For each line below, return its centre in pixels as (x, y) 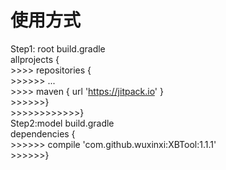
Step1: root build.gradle (58, 48)
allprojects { (35, 59)
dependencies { (43, 133)
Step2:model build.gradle (62, 123)
